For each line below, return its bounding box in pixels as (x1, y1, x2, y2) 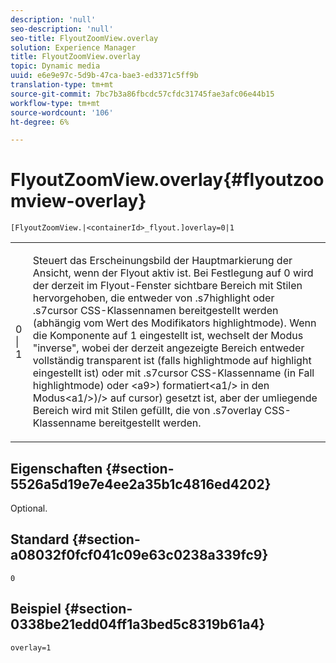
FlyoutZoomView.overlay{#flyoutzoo (10, 169, 325, 191)
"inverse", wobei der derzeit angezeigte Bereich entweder (32, 341, 305, 355)
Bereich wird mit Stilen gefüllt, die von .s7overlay (32, 404, 262, 418)
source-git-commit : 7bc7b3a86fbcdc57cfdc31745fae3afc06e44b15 (10, 89, 275, 99)
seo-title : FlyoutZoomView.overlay (10, 33, 159, 43)
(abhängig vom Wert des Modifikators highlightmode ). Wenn (32, 316, 317, 330)
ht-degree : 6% (10, 117, 70, 127)
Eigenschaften (10, 460, 103, 477)
